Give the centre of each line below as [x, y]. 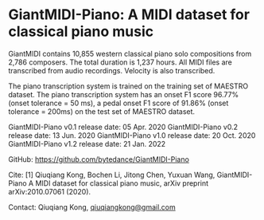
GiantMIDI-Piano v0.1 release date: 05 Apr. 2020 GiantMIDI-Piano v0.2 [123, 127]
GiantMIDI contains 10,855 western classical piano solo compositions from [130, 53]
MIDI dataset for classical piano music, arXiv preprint [122, 183]
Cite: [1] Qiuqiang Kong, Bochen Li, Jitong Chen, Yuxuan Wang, [112, 175]
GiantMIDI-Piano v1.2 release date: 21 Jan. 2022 [87, 143]
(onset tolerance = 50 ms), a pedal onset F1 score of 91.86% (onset [118, 103]
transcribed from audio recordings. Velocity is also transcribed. [112, 70]
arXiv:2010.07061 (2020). [50, 191]
